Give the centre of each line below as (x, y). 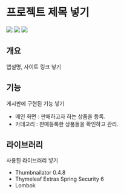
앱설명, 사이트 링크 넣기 (34, 67)
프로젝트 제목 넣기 (48, 12)
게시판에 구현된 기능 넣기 (35, 103)
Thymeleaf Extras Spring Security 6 (59, 179)
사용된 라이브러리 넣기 (32, 161)
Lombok (25, 186)
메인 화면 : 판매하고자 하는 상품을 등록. (60, 116)
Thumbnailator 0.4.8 (40, 173)
